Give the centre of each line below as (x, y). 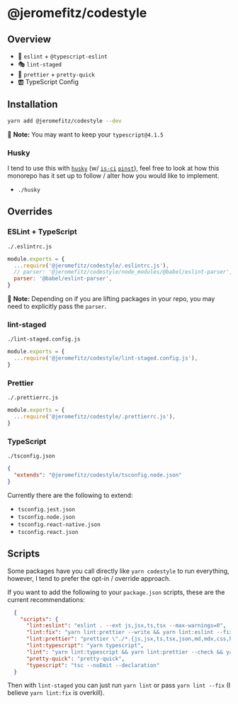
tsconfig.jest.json (46, 509)
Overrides (30, 211)
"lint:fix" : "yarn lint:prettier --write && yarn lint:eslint (120, 632)
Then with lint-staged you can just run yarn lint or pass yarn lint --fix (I (119, 686)
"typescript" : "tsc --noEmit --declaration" (93, 665)
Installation (33, 104)
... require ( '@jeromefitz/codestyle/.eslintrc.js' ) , (92, 266)
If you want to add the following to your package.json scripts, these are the (116, 592)
